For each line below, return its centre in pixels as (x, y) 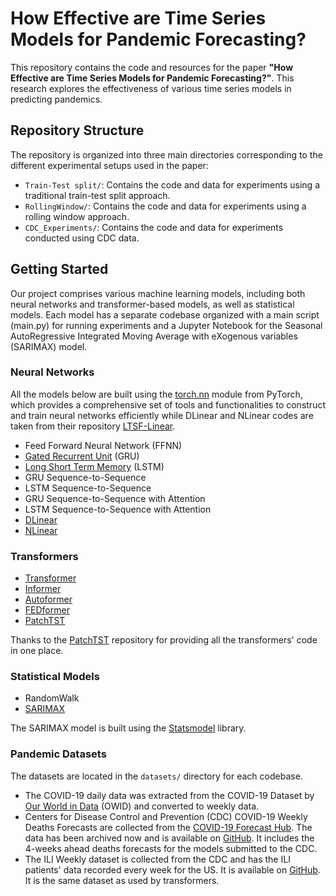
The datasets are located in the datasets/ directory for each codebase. (156, 776)
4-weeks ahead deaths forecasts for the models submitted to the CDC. (171, 848)
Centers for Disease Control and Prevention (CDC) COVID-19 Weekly (166, 816)
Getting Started (59, 269)
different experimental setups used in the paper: (109, 165)
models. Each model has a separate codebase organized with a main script (165, 314)
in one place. (37, 651)
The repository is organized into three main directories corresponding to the (166, 154)
